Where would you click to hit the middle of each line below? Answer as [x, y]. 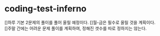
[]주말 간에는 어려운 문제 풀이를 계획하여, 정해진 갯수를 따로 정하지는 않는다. [76, 28]
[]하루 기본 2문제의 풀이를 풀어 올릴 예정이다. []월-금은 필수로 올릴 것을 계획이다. [80, 22]
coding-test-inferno [45, 9]
